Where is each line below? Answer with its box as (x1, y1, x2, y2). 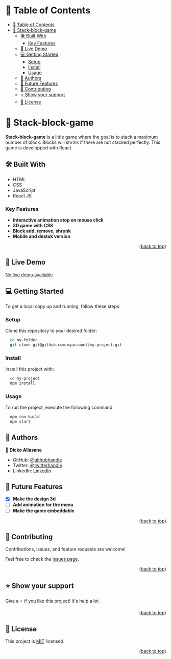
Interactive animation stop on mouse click (12, 217, 104, 223)
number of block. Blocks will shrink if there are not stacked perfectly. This (5, 139, 161, 145)
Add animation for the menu (12, 501, 74, 508)
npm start (10, 419, 31, 424)
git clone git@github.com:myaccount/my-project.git (10, 342, 123, 347)
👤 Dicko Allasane (5, 447, 42, 453)
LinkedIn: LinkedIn (12, 468, 52, 474)
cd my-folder (10, 337, 38, 342)
